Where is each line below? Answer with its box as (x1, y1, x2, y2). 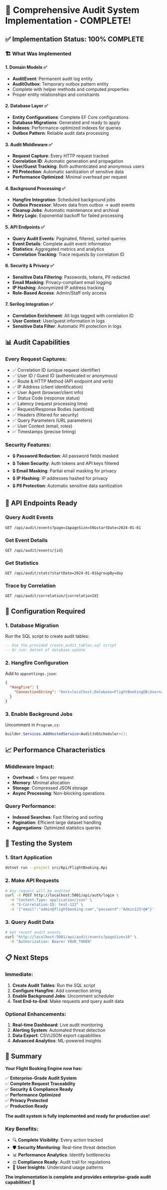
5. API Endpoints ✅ (5, 224, 45, 230)
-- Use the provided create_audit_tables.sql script (5, 643, 117, 648)
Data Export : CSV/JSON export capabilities (12, 1032, 101, 1038)
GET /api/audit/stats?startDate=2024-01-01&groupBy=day (5, 571, 123, 576)
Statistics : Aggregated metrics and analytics (12, 246, 104, 252)
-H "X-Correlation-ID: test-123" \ (9, 902, 83, 907)
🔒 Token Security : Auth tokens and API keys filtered (12, 460, 119, 466)
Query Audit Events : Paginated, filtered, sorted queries (12, 235, 126, 241)
